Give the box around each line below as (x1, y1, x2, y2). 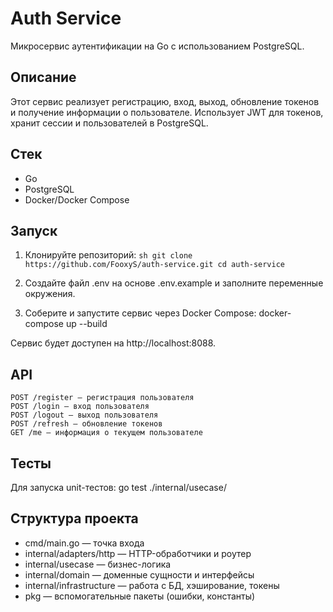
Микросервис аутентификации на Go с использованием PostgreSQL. (10, 40, 305, 52)
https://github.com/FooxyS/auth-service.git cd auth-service (24, 260, 286, 270)
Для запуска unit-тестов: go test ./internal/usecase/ (10, 482, 227, 493)
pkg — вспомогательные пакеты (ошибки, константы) (24, 590, 256, 602)
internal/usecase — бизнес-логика (24, 558, 172, 570)
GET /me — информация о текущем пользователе (10, 428, 203, 438)
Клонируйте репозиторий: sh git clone (24, 249, 193, 261)
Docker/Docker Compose (24, 193, 130, 206)
